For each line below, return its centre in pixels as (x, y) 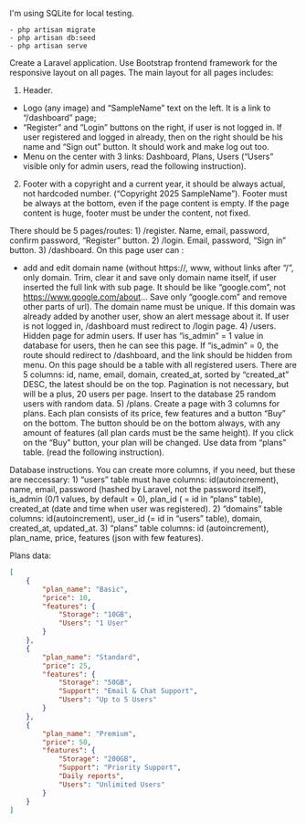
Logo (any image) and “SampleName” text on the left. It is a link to (147, 108)
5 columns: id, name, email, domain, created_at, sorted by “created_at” (156, 375)
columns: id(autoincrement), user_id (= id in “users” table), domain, (136, 518)
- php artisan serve (49, 46)
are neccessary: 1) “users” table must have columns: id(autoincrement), (144, 480)
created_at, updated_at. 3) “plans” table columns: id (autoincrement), (139, 528)
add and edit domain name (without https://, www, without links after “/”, (158, 268)
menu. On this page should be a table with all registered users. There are (160, 365)
